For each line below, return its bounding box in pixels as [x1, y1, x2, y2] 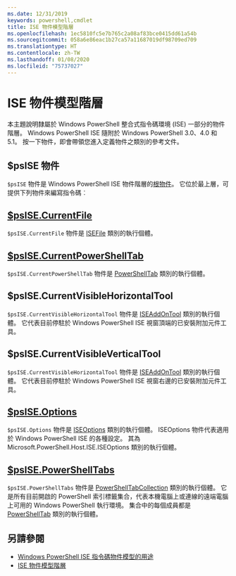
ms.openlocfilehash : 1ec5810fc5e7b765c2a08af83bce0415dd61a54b [7, 30, 197, 37]
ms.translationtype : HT [7, 43, 77, 50]
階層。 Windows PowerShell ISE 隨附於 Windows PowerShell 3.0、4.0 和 [7, 128, 218, 137]
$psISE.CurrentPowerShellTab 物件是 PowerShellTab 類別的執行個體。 [7, 269, 209, 278]
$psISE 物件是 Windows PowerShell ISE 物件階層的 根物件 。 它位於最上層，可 [7, 180, 229, 188]
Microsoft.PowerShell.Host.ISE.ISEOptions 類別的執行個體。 [7, 443, 181, 452]
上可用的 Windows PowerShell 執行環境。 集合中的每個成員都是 [7, 501, 192, 510]
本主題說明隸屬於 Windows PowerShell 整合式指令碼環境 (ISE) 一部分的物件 [7, 120, 225, 128]
